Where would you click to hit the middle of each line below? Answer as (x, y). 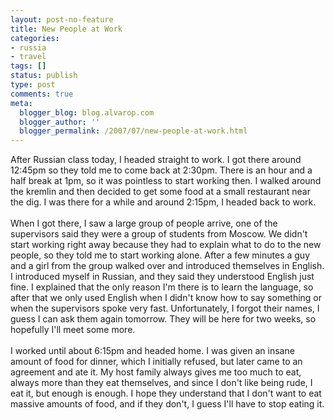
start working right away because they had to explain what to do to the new (166, 245)
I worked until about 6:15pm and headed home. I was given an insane (152, 351)
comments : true (42, 94)
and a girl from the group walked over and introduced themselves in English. (167, 266)
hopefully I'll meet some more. (73, 330)
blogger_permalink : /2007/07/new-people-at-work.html (133, 131)
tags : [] (28, 66)
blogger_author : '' (60, 122)
